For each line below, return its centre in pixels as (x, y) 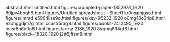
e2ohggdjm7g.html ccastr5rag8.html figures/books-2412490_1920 (74, 23)
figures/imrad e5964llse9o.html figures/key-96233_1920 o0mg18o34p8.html (85, 18)
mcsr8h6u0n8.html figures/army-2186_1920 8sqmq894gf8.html (72, 29)
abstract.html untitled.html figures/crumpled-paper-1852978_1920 (74, 7)
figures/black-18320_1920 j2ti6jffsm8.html (49, 34)
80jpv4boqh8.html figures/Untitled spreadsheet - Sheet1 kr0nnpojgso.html (83, 13)
